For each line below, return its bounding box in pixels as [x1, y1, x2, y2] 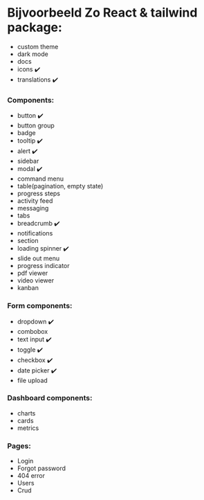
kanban [17, 284, 39, 292]
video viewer [17, 276, 54, 285]
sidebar [17, 157, 39, 166]
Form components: [7, 301, 73, 311]
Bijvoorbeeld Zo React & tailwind [7, 5, 198, 21]
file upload [17, 376, 48, 384]
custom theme [17, 42, 59, 51]
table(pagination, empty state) [17, 182, 104, 190]
